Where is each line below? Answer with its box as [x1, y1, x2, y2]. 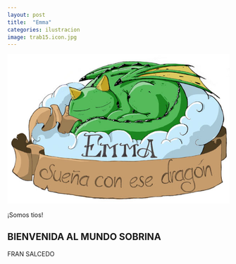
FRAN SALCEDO [7, 249, 55, 258]
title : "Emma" [7, 18, 52, 26]
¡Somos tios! [7, 211, 44, 219]
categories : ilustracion [7, 26, 80, 33]
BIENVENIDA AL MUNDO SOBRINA [7, 231, 161, 243]
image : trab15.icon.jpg [7, 34, 77, 41]
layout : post [7, 11, 46, 18]
